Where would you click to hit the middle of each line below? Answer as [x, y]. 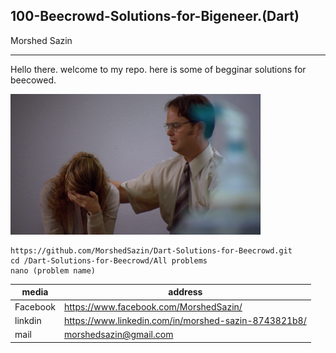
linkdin [28, 320]
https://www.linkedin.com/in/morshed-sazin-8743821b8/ [185, 320]
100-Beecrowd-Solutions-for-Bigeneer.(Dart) [155, 16]
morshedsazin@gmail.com [119, 335]
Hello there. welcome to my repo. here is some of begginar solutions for [158, 69]
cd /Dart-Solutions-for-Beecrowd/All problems [109, 260]
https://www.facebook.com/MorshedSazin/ [153, 306]
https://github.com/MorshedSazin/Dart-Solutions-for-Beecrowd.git [151, 250]
